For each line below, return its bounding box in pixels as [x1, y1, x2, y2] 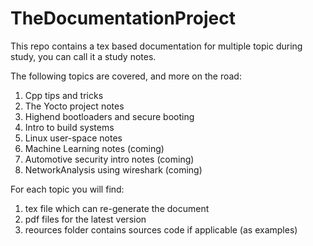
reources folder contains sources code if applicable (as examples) [24, 223, 298, 236]
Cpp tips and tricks [24, 89, 104, 101]
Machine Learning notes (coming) [24, 142, 165, 154]
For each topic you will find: [10, 183, 125, 195]
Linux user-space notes [24, 132, 123, 144]
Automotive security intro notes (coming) [24, 153, 195, 165]
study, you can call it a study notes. [10, 50, 157, 62]
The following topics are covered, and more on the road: [10, 70, 242, 82]
